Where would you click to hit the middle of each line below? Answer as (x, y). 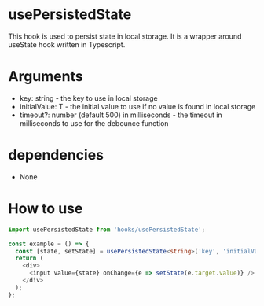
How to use (46, 208)
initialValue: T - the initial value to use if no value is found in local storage (137, 106)
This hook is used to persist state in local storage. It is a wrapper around (125, 36)
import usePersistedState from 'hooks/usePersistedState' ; (107, 230)
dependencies (56, 155)
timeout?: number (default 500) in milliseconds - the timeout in (121, 115)
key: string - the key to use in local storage (89, 98)
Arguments (46, 77)
